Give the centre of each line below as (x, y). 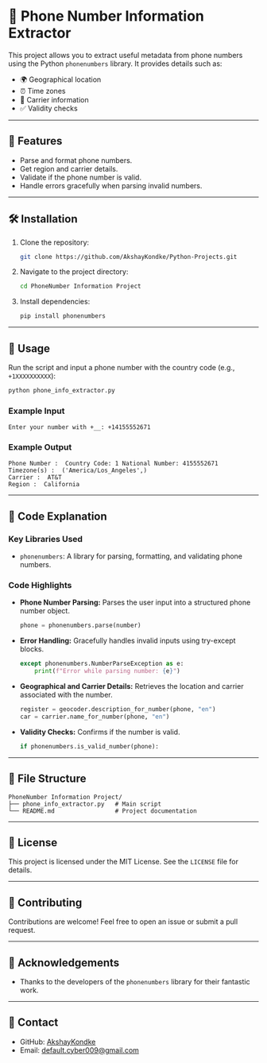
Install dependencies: (55, 302)
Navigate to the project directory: (74, 272)
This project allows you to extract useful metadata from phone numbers (126, 55)
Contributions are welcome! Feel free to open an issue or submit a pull (123, 922)
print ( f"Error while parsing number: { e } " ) (108, 671)
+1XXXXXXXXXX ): (32, 376)
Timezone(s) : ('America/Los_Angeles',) (78, 471)
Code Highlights (40, 586)
